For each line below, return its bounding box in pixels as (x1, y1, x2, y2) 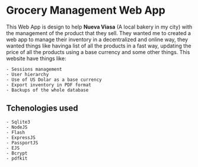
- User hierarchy (6, 71, 49, 77)
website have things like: (6, 55, 66, 62)
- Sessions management (6, 66, 62, 72)
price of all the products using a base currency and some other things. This (6, 48, 190, 55)
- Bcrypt (6, 150, 28, 156)
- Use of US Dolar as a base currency (6, 77, 102, 83)
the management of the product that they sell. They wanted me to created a (6, 29, 191, 36)
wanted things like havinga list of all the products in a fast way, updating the (6, 42, 191, 49)
